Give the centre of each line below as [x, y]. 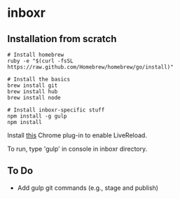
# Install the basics [39, 79]
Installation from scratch [62, 39]
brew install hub [33, 92]
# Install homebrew [36, 55]
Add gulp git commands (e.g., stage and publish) [88, 188]
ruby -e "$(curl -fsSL [40, 61]
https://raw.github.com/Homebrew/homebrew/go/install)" [90, 67]
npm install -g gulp [37, 116]
